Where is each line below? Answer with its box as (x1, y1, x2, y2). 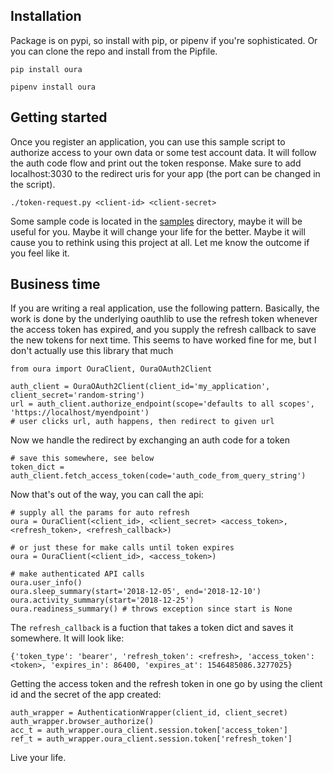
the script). (10, 178, 56, 190)
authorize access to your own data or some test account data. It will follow (10, 146, 317, 158)
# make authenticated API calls (10, 569, 145, 579)
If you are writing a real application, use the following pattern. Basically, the (10, 302, 320, 314)
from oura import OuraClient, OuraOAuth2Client (10, 364, 213, 374)
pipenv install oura (10, 82, 97, 92)
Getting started (10, 109, 108, 126)
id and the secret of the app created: (10, 689, 162, 701)
